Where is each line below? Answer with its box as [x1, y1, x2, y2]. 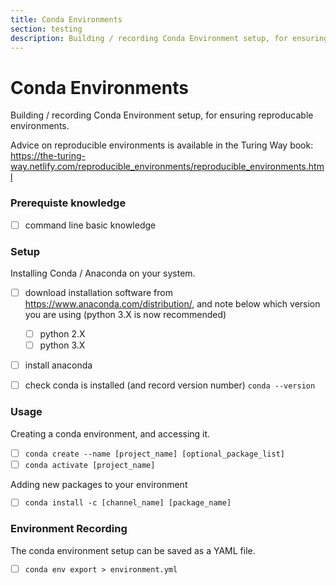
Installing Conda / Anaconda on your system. [10, 267, 196, 279]
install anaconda [24, 359, 93, 371]
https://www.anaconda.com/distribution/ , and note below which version [24, 298, 321, 310]
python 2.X [39, 328, 86, 340]
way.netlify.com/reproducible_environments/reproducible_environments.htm [10, 161, 325, 173]
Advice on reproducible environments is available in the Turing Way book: [10, 139, 314, 151]
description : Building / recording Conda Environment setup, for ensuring [10, 33, 329, 43]
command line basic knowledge [24, 219, 157, 231]
